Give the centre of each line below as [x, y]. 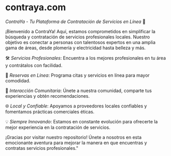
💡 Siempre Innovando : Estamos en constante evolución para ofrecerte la [82, 121]
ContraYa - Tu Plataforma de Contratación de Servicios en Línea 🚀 [76, 21]
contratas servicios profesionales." [42, 148]
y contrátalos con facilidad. [34, 65]
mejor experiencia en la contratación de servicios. [58, 127]
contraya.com [36, 7]
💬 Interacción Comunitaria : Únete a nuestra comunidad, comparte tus [79, 91]
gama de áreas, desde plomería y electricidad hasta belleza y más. [76, 48]
